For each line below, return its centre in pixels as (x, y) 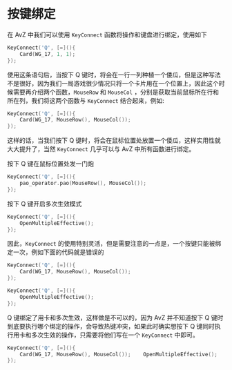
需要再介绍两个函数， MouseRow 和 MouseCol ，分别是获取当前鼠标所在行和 (116, 92)
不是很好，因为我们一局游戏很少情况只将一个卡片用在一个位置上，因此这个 (113, 83)
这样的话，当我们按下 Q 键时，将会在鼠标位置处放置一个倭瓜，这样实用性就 (114, 140)
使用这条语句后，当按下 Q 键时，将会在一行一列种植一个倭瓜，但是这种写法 (114, 75)
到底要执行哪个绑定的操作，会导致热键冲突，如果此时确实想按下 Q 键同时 (111, 326)
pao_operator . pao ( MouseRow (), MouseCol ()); (83, 184)
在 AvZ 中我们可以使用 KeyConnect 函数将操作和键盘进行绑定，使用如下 (107, 35)
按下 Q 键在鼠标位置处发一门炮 (51, 164)
